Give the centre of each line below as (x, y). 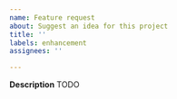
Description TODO (44, 85)
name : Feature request (52, 18)
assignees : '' (36, 51)
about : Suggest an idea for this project (89, 26)
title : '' (28, 34)
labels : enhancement (49, 43)
